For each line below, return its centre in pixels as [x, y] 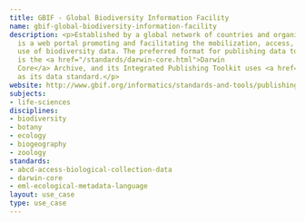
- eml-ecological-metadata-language [79, 187]
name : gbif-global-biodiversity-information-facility [113, 26]
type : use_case [38, 203]
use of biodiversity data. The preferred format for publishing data [152, 52]
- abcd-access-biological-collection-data [91, 169]
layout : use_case [42, 195]
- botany [26, 128]
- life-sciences [40, 102]
